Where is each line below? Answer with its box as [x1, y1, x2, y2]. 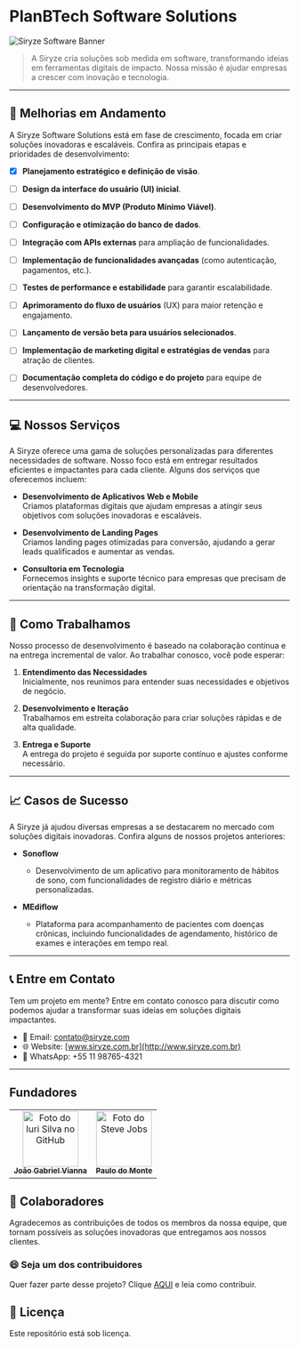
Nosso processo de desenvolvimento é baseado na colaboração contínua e [9, 641, 287, 651]
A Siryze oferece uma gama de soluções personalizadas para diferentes [9, 446, 274, 456]
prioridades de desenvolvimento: [9, 149, 131, 159]
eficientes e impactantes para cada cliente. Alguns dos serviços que [9, 464, 261, 475]
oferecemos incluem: [9, 474, 87, 485]
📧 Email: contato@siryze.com [21, 1031, 131, 1042]
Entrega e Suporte [21, 739, 92, 750]
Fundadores [9, 1085, 77, 1101]
